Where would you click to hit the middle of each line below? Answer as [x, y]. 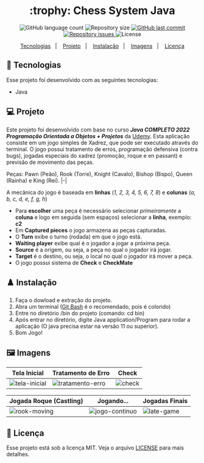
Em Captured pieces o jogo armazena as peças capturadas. [91, 230]
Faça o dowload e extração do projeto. [64, 300]
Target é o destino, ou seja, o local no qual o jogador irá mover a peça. [104, 256]
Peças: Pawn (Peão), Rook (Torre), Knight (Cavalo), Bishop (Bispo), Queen [100, 174]
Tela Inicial [28, 373]
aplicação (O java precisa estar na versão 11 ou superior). [87, 326]
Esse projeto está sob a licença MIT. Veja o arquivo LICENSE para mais [95, 448]
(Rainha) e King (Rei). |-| [37, 180]
